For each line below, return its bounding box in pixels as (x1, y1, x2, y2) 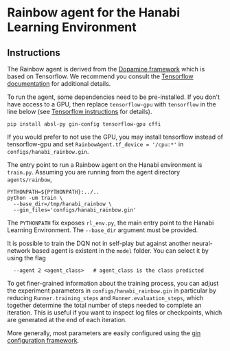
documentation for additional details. (7, 80, 111, 87)
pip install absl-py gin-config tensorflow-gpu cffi (7, 121, 161, 128)
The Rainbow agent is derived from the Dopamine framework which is (7, 65, 205, 73)
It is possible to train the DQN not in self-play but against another (7, 239, 191, 247)
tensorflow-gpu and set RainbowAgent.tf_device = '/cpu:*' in (7, 140, 184, 148)
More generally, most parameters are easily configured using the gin (7, 329, 201, 337)
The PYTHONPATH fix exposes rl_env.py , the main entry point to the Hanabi (7, 218, 214, 227)
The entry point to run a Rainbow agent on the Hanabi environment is (7, 161, 203, 169)
